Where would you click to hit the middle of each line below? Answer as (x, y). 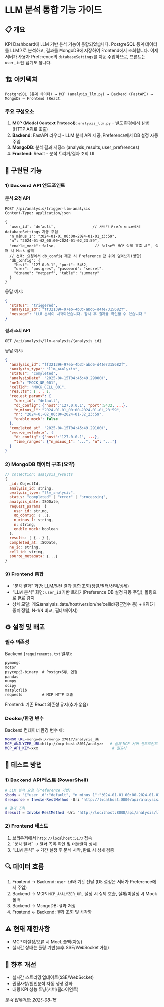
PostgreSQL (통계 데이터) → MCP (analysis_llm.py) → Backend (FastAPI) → (79, 94)
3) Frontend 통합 (24, 574)
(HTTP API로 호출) (30, 129)
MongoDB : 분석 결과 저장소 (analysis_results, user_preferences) (76, 147)
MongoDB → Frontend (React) (34, 98)
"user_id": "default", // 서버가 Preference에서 (75, 227)
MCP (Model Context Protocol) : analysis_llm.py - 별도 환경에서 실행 (81, 123)
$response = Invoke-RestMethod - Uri (42, 799)
